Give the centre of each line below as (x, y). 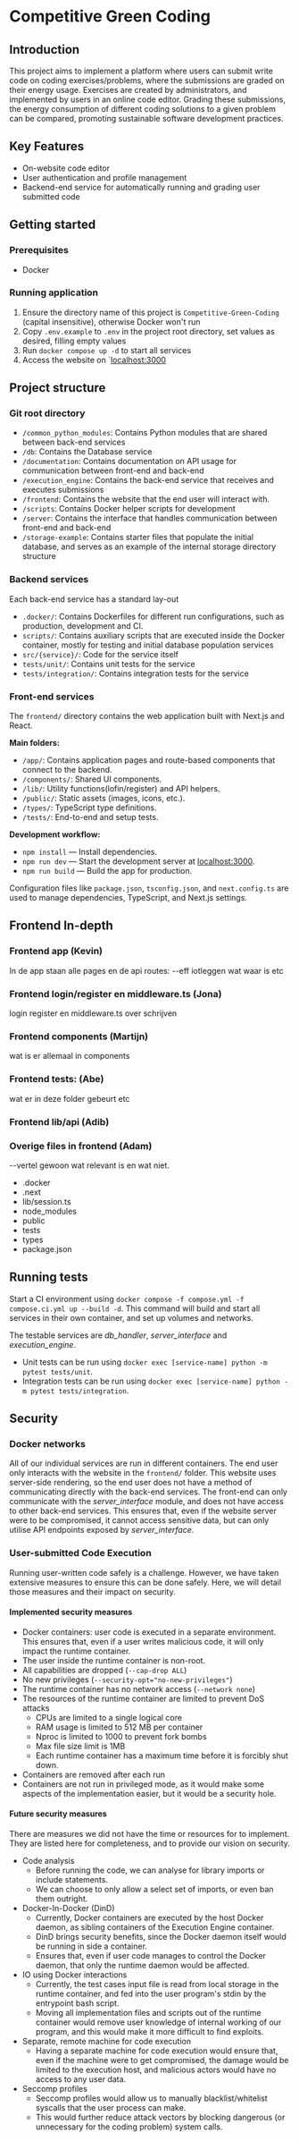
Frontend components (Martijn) (79, 1037)
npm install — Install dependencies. (90, 852)
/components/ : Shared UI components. (92, 779)
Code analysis (48, 1861)
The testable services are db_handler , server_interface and (118, 1335)
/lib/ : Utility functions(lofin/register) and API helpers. (121, 789)
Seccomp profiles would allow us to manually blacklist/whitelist (151, 2098)
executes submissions (63, 490)
